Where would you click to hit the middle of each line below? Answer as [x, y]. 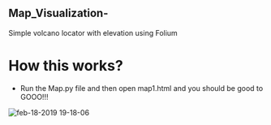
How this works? [66, 66]
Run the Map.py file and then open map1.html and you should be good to [142, 88]
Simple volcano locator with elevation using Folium [93, 32]
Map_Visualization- [58, 13]
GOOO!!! [34, 97]
